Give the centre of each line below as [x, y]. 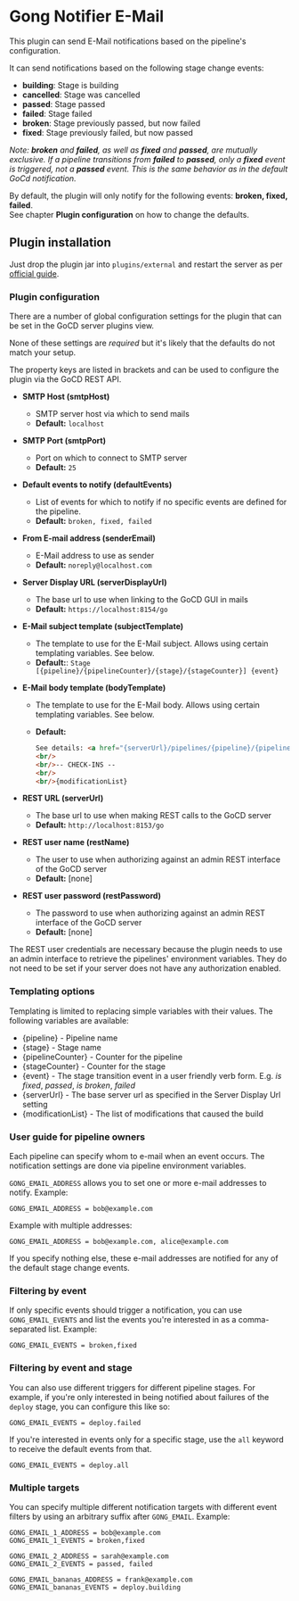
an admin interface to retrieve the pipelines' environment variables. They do [148, 959]
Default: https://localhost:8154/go [101, 610]
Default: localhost [70, 423]
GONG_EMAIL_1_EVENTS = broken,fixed [77, 1540]
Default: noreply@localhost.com [94, 565]
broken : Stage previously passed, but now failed [111, 123]
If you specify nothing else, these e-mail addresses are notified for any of [144, 1258]
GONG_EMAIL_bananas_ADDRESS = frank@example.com [101, 1580]
